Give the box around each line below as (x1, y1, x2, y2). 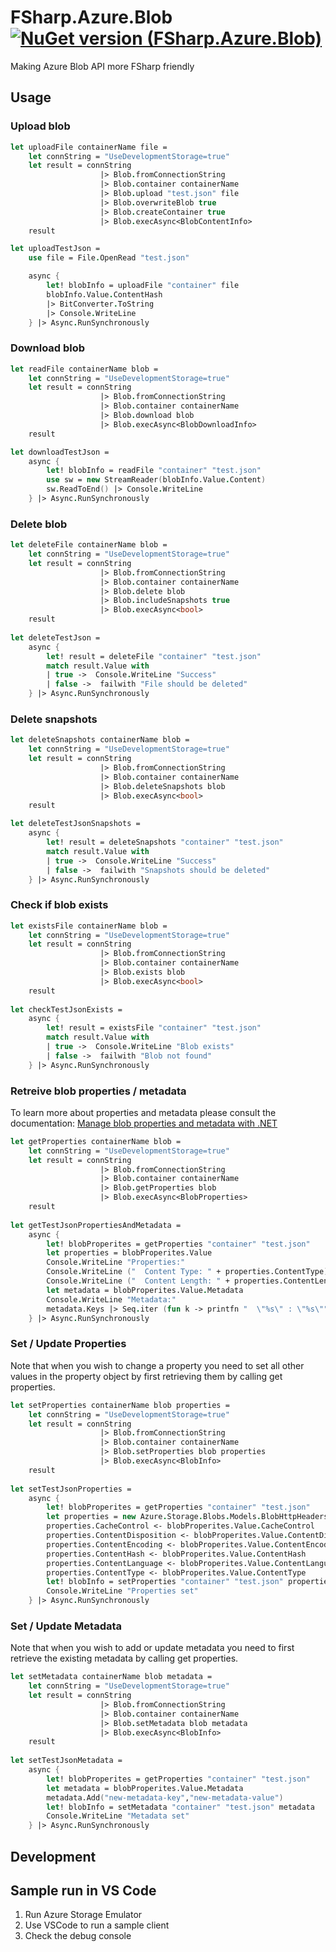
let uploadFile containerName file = (10, 142, 168, 152)
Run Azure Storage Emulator (24, 1909, 143, 1921)
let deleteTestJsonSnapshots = (10, 819, 141, 829)
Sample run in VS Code (10, 1882, 157, 1899)
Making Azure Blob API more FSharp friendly (10, 60, 195, 72)
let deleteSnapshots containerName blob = (10, 735, 190, 745)
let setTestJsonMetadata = (10, 1756, 123, 1766)
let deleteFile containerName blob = (10, 540, 168, 550)
